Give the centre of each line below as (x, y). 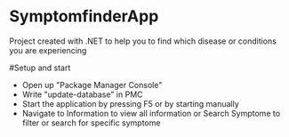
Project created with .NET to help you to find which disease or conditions (143, 41)
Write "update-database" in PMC (83, 94)
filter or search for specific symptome (91, 123)
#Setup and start (40, 68)
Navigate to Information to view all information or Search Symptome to (151, 113)
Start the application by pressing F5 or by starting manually (131, 103)
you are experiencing (48, 50)
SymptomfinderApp (84, 16)
